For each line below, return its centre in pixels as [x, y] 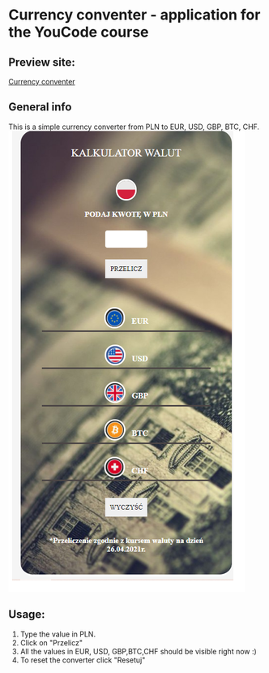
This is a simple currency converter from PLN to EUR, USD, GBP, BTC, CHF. [134, 127]
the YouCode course [79, 32]
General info [40, 107]
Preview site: [42, 62]
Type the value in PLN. [58, 634]
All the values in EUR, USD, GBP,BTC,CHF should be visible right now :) [138, 651]
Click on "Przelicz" [51, 642]
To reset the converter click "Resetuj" [83, 660]
